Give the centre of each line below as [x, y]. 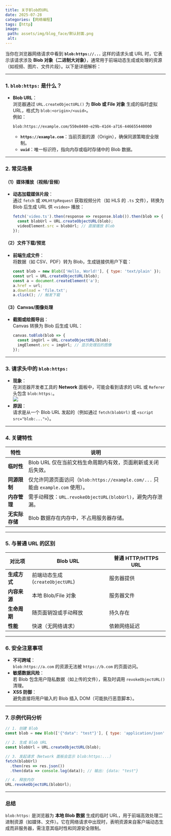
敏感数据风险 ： [28, 673]
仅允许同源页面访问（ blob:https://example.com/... [90, 479]
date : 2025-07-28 [24, 15]
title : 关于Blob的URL [27, 10]
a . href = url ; [27, 286]
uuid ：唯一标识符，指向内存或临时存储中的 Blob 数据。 [78, 150]
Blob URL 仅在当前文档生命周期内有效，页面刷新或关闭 [94, 462]
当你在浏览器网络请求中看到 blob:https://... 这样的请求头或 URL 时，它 [82, 54]
